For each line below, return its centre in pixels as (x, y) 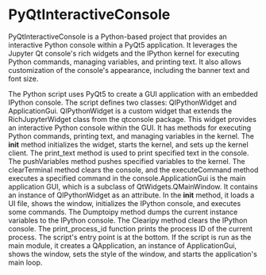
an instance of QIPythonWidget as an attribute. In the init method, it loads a (131, 195)
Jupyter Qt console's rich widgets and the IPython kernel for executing (124, 53)
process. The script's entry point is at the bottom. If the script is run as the (130, 237)
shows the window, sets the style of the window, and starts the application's (133, 254)
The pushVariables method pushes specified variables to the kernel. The (127, 161)
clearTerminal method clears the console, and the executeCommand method (133, 170)
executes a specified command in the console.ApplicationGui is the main (127, 178)
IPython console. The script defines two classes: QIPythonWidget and (122, 102)
